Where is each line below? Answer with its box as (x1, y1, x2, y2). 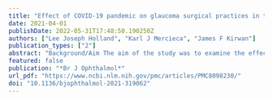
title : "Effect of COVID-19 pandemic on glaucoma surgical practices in (8, 11, 260, 20)
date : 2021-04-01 (8, 19, 67, 27)
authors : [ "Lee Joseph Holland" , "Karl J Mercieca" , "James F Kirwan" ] (8, 34, 256, 43)
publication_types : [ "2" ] (8, 42, 96, 50)
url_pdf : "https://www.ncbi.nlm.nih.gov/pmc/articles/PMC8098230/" (8, 72, 242, 80)
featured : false (8, 57, 63, 65)
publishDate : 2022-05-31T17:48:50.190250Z (8, 27, 154, 35)
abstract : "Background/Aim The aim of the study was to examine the (8, 49, 245, 57)
